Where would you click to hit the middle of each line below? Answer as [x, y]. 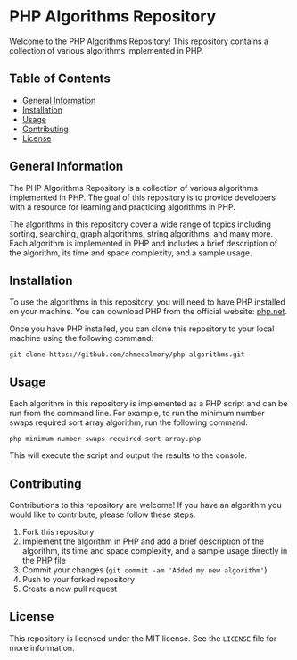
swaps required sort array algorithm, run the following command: [128, 422]
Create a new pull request [70, 589]
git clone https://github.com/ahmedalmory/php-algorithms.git [127, 355]
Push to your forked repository [78, 579]
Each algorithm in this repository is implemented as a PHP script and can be [148, 404]
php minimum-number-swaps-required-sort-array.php [105, 439]
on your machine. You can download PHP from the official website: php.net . [148, 312]
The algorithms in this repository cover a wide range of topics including [140, 224]
